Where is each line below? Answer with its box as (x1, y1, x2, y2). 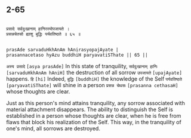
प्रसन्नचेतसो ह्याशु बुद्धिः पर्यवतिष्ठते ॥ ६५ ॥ (6, 31, 81, 37)
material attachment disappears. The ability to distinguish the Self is (6, 106, 173, 113)
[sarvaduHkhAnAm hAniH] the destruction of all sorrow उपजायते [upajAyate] (6, 69, 182, 76)
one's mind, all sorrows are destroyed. (6, 125, 100, 132)
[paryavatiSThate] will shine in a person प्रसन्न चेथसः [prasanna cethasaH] (6, 81, 178, 88)
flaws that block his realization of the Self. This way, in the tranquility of (6, 118, 182, 125)
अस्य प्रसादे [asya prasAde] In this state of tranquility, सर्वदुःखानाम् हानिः (6, 62, 158, 69)
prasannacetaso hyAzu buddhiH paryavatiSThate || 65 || (6, 52, 148, 58)
